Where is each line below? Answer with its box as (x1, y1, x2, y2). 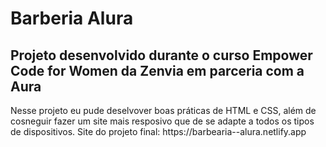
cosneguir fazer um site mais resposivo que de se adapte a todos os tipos (10, 115, 315, 127)
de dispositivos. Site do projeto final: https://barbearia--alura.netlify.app (10, 126, 307, 137)
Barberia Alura (10, 7, 134, 30)
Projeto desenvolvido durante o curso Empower (10, 47, 313, 64)
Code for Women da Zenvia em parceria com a (10, 62, 305, 79)
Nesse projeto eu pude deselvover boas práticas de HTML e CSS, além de (10, 105, 317, 116)
